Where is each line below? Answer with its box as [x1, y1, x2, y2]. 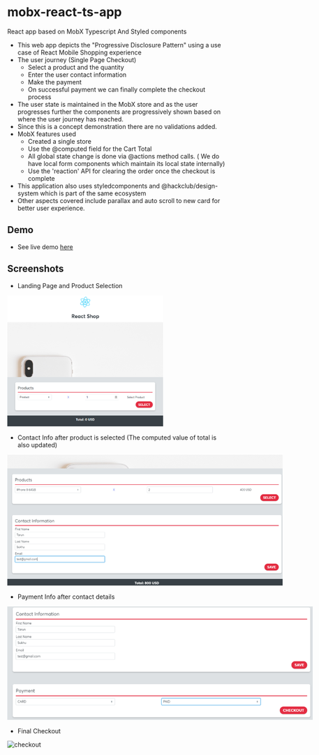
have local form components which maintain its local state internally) [27, 159, 225, 167]
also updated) [17, 440, 58, 449]
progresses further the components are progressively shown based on [17, 107, 221, 116]
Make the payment [27, 77, 82, 86]
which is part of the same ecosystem [40, 189, 147, 197]
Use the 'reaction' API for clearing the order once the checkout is [27, 167, 216, 175]
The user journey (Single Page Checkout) [17, 55, 137, 63]
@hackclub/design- [161, 181, 218, 190]
